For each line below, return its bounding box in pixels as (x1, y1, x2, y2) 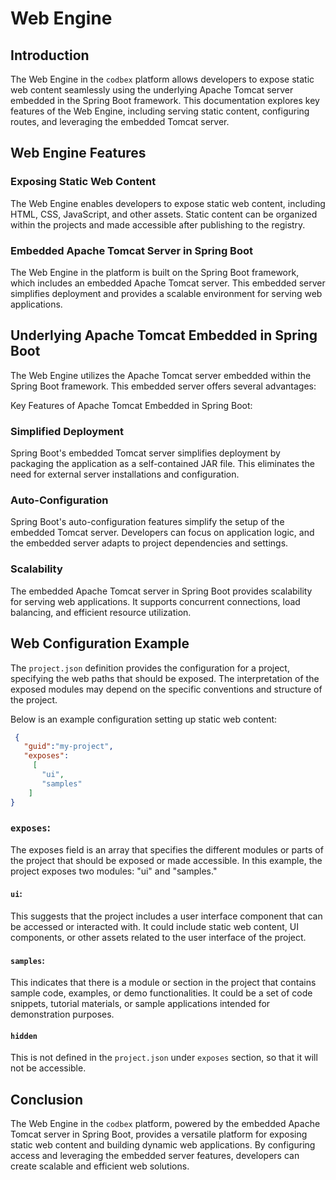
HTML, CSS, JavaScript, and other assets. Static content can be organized (10, 208, 318, 220)
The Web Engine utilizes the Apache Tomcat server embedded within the (10, 369, 312, 381)
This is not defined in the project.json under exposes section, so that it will (10, 1052, 318, 1064)
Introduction (10, 47, 90, 64)
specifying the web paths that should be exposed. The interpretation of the (10, 672, 320, 684)
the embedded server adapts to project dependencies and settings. (10, 537, 289, 549)
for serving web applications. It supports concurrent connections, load (10, 595, 301, 607)
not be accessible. (10, 1062, 87, 1074)
